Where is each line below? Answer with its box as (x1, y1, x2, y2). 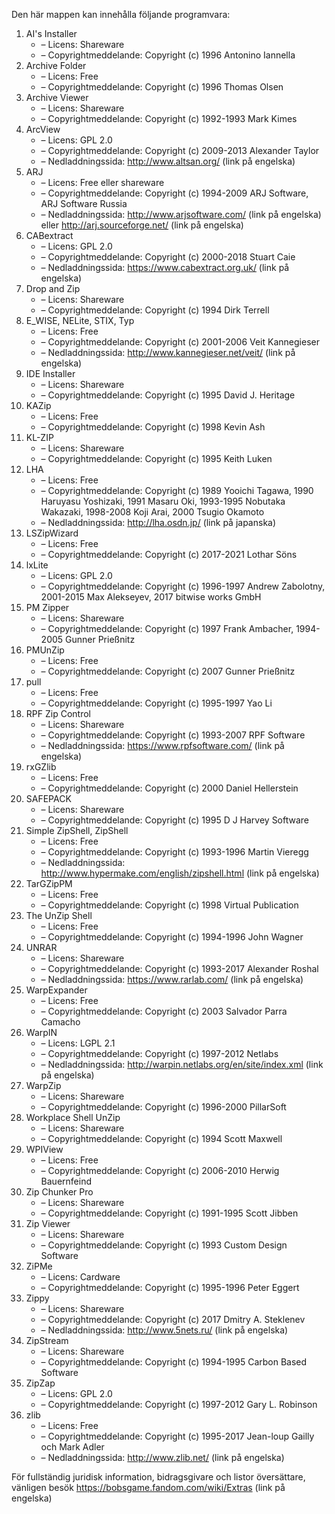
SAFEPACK (25, 793, 72, 804)
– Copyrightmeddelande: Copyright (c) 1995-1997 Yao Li (40, 697, 273, 709)
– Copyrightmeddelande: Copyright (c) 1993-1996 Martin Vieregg (40, 846, 309, 858)
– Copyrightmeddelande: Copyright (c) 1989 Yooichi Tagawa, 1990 (40, 485, 314, 496)
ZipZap (25, 1377, 56, 1389)
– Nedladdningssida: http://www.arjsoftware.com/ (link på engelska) (40, 209, 322, 220)
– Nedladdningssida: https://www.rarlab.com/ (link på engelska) (40, 974, 304, 985)
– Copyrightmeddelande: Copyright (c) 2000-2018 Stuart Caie (40, 251, 296, 263)
